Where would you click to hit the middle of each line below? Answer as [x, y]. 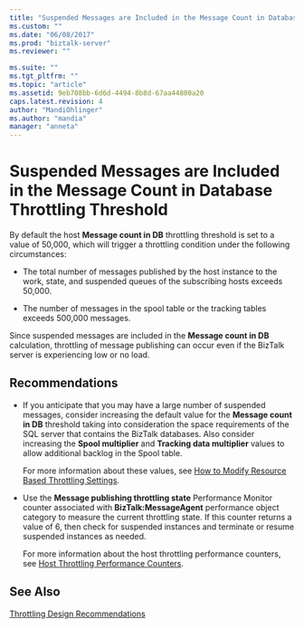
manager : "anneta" [44, 127]
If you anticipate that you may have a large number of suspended [144, 404]
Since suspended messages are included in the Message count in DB [139, 336]
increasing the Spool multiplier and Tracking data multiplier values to [153, 443]
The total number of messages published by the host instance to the [150, 271]
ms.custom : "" [36, 26]
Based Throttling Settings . [71, 480]
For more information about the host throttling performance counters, [152, 554]
